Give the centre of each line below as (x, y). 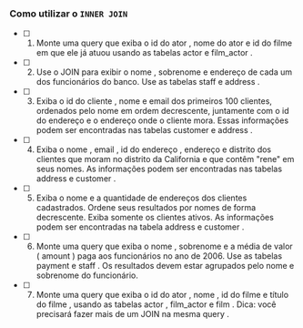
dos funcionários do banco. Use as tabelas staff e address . (148, 82)
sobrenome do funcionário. (87, 275)
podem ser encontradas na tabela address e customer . (140, 227)
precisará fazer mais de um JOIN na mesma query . (133, 314)
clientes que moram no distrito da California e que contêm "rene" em (165, 159)
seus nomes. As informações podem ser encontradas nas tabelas (159, 169)
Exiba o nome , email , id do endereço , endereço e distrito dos (153, 149)
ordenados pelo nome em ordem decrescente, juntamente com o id (162, 111)
